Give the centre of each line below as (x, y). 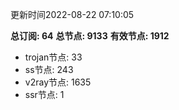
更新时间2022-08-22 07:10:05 (72, 14)
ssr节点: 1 (44, 94)
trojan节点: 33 (53, 57)
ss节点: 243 (49, 69)
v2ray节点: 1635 (58, 82)
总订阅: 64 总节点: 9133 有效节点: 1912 (90, 36)
